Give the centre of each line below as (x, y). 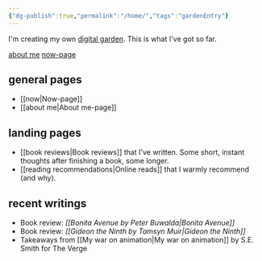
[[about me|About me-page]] (68, 108)
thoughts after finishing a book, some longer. (94, 161)
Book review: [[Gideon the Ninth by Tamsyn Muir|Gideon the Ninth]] (133, 231)
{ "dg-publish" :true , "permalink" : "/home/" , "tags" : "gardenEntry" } (119, 16)
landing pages (45, 133)
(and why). (38, 178)
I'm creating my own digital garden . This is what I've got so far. (113, 39)
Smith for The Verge (53, 249)
